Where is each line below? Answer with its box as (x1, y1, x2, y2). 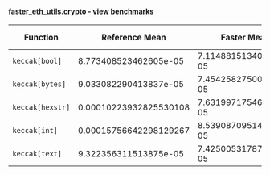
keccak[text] (12, 149, 63, 159)
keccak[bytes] (12, 80, 67, 89)
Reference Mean (101, 32, 166, 44)
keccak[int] (12, 126, 59, 135)
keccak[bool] (12, 56, 63, 66)
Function (23, 32, 59, 44)
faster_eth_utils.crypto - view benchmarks (8, 6, 154, 16)
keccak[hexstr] (12, 103, 71, 112)
